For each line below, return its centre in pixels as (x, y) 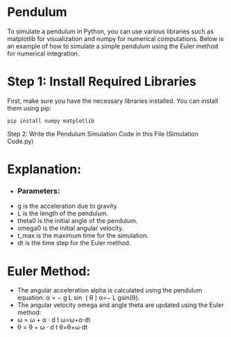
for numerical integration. (43, 54)
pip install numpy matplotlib (51, 121)
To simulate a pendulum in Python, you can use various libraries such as (110, 31)
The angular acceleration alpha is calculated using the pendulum (110, 290)
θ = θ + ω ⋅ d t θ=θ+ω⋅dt (52, 327)
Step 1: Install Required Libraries (102, 82)
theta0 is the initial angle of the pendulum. (77, 221)
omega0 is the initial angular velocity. (70, 228)
